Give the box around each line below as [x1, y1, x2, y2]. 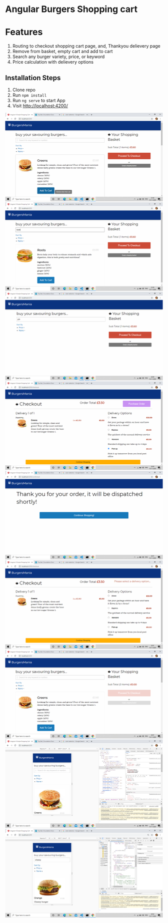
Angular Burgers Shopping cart [5, 4, 137, 15]
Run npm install [12, 92, 47, 98]
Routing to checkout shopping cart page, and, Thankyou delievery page [12, 43, 161, 49]
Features [5, 27, 43, 38]
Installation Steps [5, 74, 61, 82]
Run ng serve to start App [12, 97, 66, 103]
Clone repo [12, 87, 36, 93]
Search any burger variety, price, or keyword [12, 54, 105, 60]
